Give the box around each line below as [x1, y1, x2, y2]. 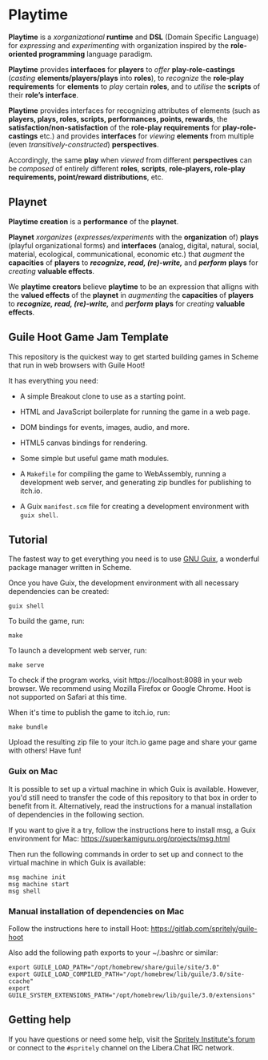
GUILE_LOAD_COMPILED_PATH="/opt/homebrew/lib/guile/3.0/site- [33, 970, 246, 978]
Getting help [8, 1013, 71, 1026]
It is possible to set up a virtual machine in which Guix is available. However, [8, 784, 259, 793]
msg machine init [8, 873, 66, 881]
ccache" [8, 977, 34, 986]
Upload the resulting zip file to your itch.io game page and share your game [8, 737, 258, 747]
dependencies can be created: [8, 587, 110, 596]
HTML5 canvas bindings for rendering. [19, 438, 148, 448]
